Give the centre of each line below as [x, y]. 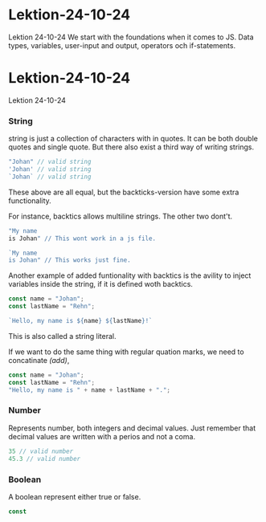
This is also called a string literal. [62, 336]
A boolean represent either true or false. [75, 496]
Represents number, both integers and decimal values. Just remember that [132, 428]
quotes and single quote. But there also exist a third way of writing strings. [131, 147]
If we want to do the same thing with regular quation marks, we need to [126, 352]
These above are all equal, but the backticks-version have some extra [124, 192]
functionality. [30, 200]
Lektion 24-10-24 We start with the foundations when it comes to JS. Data [131, 37]
